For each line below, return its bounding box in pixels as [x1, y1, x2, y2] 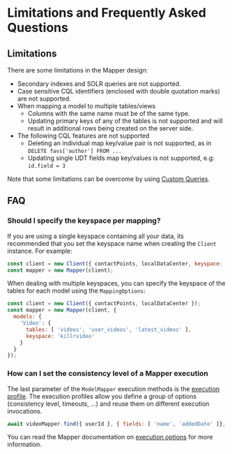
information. [7, 440, 42, 448]
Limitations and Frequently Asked [7, 5, 207, 21]
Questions [7, 20, 68, 36]
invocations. [7, 407, 42, 415]
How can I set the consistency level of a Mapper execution [7, 369, 209, 379]
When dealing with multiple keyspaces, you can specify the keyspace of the [7, 279, 226, 288]
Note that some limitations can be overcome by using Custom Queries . [7, 175, 210, 183]
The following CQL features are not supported [17, 131, 150, 140]
